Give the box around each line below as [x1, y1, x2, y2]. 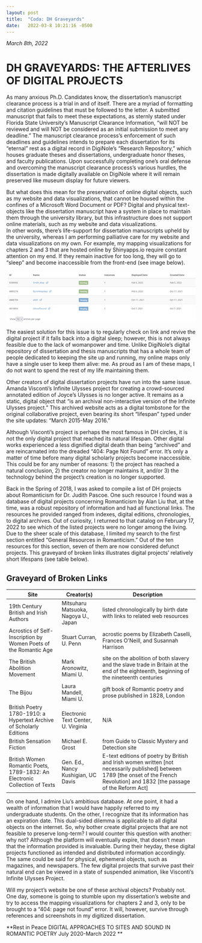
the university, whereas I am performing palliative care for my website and [6, 233, 190, 241]
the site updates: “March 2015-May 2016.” [6, 417, 111, 424]
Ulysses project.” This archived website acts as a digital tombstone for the [6, 404, 190, 411]
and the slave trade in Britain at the [102, 661, 188, 669]
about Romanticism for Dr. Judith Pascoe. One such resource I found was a [6, 491, 192, 499]
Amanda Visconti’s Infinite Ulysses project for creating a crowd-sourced [6, 385, 185, 392]
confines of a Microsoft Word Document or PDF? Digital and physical [6, 201, 177, 209]
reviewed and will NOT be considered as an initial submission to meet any [6, 125, 189, 133]
